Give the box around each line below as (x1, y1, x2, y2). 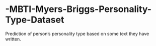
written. (5, 36, 21, 42)
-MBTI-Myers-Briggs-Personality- (5, 3, 152, 15)
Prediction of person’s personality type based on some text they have (5, 30, 149, 36)
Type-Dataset (5, 14, 64, 25)
